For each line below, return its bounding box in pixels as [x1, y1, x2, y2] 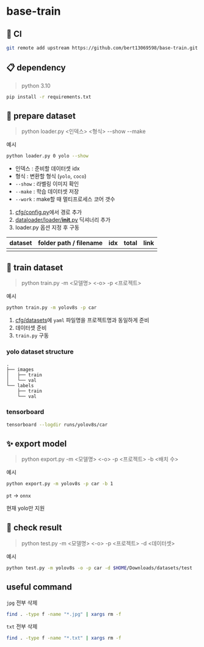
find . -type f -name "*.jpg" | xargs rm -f [6, 611, 122, 617]
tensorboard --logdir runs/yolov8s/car [6, 422, 108, 428]
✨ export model [6, 438, 67, 448]
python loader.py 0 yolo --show [6, 153, 89, 159]
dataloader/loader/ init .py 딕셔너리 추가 [15, 216, 111, 224]
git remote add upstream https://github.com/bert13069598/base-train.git [6, 45, 199, 51]
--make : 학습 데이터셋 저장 [15, 188, 79, 195]
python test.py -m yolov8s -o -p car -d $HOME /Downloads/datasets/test [6, 565, 192, 571]
